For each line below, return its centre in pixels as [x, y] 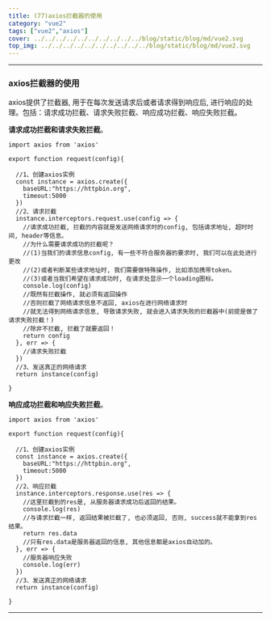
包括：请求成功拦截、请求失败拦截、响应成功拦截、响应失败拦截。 [132, 112]
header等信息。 [44, 236]
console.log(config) [57, 286]
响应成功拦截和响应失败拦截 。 [58, 404]
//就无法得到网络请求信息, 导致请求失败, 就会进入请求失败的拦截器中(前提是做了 [140, 312]
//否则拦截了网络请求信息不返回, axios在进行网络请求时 [105, 303]
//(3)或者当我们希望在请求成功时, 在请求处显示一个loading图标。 [120, 279]
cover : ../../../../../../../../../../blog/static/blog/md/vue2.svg [126, 38]
